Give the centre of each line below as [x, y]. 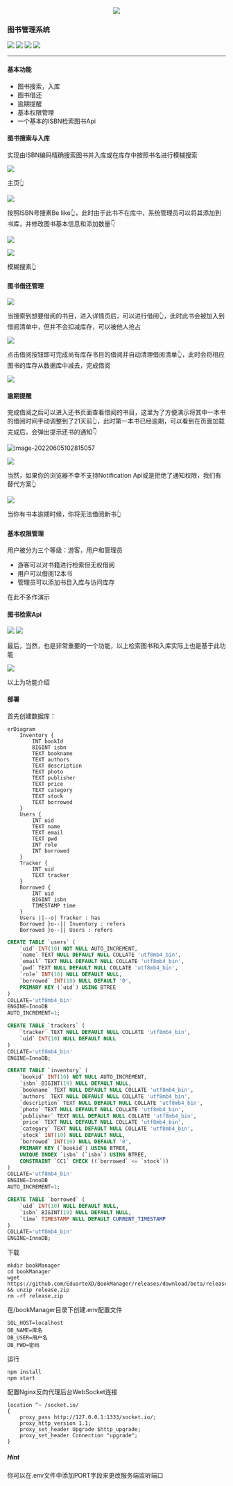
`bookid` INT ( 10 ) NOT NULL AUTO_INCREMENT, [84, 1077]
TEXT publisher [54, 778]
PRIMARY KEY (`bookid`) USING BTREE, [74, 1148]
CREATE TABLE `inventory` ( [48, 1071]
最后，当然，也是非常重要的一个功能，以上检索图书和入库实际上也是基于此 [113, 645]
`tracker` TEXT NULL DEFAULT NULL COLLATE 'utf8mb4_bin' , [105, 1033]
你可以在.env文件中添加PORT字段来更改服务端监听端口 [85, 1476]
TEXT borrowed [52, 802]
